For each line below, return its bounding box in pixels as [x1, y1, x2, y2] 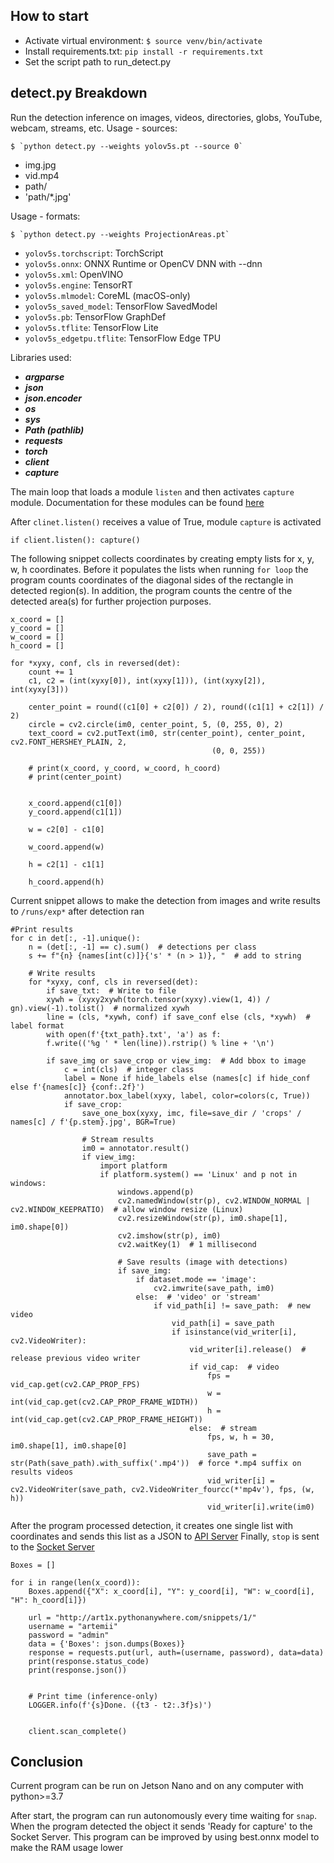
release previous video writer [10, 1353, 141, 1363]
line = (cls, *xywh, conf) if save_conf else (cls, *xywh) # [46, 1012, 311, 1022]
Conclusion [10, 1754, 84, 1771]
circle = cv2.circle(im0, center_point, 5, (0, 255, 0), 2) [28, 719, 284, 729]
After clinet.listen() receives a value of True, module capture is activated [10, 515, 322, 528]
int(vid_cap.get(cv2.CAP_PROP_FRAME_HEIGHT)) [10, 1414, 203, 1424]
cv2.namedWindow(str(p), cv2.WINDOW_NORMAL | [117, 1195, 311, 1206]
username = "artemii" [28, 1621, 118, 1631]
